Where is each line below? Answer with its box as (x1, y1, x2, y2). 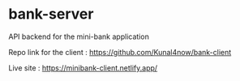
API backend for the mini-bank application (8, 32, 150, 41)
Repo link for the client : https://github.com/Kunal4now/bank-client (8, 47, 232, 57)
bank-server (8, 5, 94, 23)
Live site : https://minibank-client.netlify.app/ (8, 62, 158, 73)
